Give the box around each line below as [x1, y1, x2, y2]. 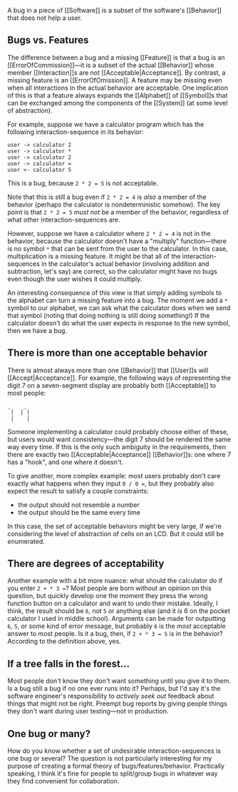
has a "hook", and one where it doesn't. [7, 458, 123, 466]
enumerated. [7, 537, 45, 545]
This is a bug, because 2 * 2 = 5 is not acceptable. [7, 178, 159, 187]
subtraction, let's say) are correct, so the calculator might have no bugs [7, 267, 217, 275]
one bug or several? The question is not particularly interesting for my [7, 754, 212, 763]
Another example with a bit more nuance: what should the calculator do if [7, 577, 223, 585]
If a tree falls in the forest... [7, 657, 130, 669]
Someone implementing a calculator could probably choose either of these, [7, 427, 229, 436]
